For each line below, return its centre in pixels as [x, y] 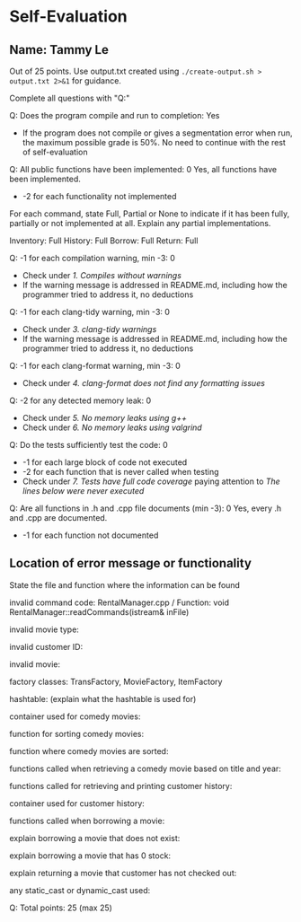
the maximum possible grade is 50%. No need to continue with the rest [154, 142]
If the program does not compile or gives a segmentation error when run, [157, 133]
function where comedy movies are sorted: [89, 751]
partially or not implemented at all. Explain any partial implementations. [140, 223]
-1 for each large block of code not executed [105, 462]
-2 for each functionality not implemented [99, 196]
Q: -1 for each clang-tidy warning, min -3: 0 [90, 312]
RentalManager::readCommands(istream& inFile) [99, 611]
